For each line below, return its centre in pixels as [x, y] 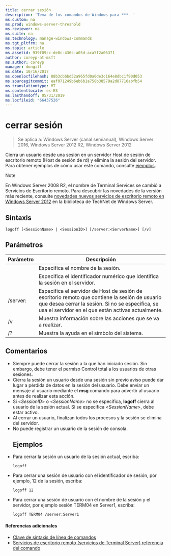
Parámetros [24, 245]
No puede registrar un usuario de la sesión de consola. [70, 428]
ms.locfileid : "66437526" [33, 100]
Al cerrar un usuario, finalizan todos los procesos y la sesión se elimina [87, 418]
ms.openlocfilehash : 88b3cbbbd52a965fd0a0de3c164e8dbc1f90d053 [74, 77]
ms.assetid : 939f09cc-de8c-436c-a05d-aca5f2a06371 [60, 53]
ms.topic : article [25, 48]
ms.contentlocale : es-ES [32, 91]
